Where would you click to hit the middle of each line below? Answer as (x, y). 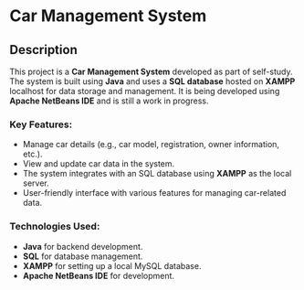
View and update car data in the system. (99, 164)
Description (43, 50)
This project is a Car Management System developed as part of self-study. (151, 71)
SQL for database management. (83, 256)
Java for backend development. (83, 246)
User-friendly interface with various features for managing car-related (154, 193)
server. (36, 183)
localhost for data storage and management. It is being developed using (145, 91)
